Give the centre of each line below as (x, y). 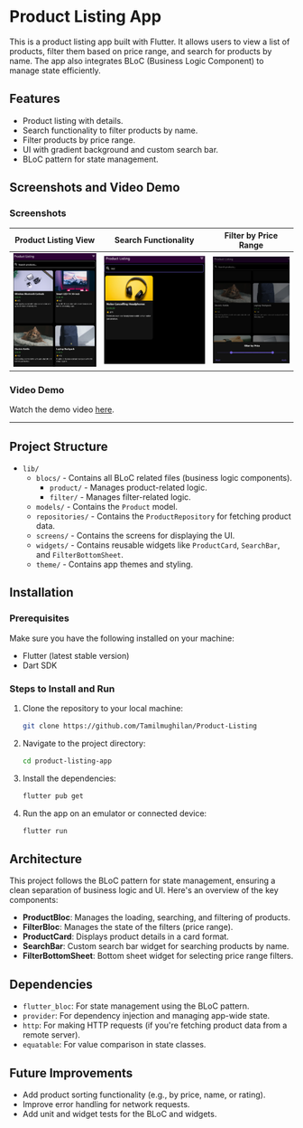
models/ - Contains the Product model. (107, 507)
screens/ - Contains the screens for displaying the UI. (135, 536)
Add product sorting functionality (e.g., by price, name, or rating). (144, 1095)
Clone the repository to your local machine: (102, 709)
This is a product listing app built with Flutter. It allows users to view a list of (150, 42)
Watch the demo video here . (62, 409)
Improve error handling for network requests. (106, 1104)
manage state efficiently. (55, 70)
